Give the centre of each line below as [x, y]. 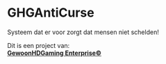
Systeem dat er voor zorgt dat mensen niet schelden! [83, 32]
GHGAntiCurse [51, 13]
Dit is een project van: [39, 45]
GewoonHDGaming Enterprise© [55, 53]
